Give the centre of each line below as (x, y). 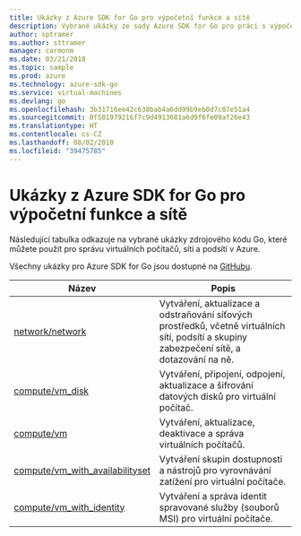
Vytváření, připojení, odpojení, (222, 374)
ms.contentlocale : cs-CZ (56, 134)
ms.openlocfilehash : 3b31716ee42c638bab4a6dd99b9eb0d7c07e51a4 (130, 109)
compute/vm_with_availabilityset (82, 470)
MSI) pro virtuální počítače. (216, 518)
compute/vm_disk (52, 391)
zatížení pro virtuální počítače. (223, 481)
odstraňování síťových (206, 315)
